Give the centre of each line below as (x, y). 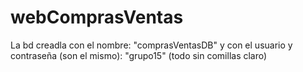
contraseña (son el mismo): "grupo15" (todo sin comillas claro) (139, 55)
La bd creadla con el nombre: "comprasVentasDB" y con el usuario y (151, 45)
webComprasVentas (97, 17)
